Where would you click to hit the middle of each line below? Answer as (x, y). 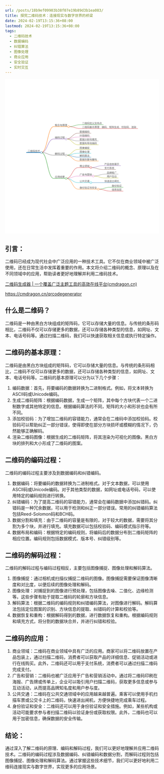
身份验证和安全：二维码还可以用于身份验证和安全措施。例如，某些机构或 (85, 706)
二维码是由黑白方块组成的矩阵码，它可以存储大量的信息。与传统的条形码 (78, 365)
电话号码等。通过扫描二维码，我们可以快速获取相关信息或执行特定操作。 (86, 335)
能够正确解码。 (31, 431)
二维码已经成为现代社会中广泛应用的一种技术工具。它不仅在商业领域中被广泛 (82, 261)
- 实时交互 (19, 67)
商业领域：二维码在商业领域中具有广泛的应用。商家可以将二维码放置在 (83, 651)
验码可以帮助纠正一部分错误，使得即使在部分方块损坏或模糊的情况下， (83, 425)
